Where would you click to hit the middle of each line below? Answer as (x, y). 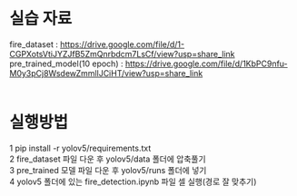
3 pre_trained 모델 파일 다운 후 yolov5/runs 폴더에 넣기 (108, 170)
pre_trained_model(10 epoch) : (66, 64)
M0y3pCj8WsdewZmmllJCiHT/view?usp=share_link (106, 73)
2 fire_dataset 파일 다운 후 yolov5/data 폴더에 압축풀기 (108, 159)
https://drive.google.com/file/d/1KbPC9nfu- (206, 64)
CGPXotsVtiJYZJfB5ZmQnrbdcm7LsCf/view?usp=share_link (122, 54)
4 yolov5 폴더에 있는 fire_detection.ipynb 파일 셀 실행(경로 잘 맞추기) (133, 181)
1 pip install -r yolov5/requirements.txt (80, 148)
